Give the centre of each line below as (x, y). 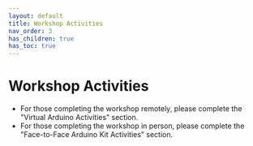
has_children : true (41, 39)
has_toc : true (32, 46)
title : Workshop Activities (56, 24)
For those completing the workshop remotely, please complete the (131, 109)
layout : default (36, 16)
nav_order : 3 (30, 31)
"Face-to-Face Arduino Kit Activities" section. (96, 135)
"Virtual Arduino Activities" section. (79, 118)
